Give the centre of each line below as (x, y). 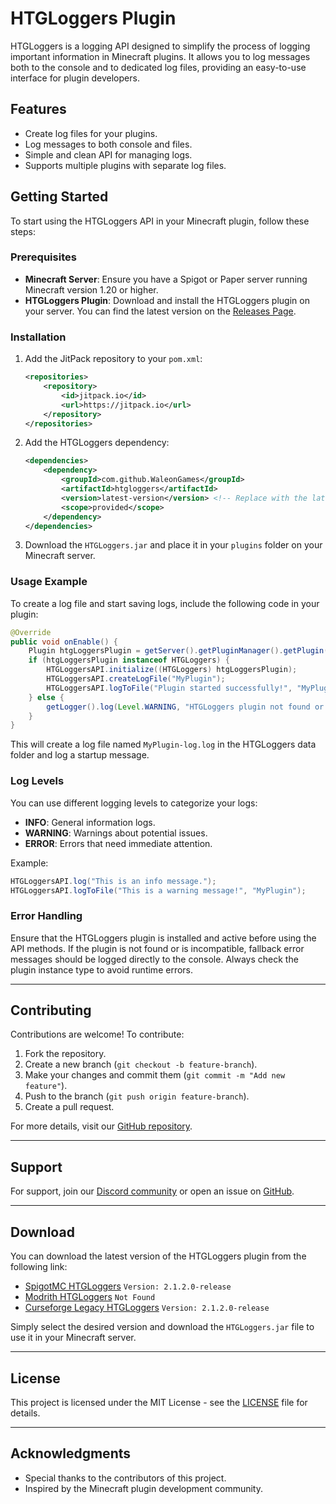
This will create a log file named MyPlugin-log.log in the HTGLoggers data (163, 744)
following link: (39, 1267)
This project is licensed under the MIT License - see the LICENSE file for (159, 1402)
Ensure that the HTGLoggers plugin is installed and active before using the (163, 938)
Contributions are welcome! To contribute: (97, 1034)
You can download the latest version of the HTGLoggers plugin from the (158, 1256)
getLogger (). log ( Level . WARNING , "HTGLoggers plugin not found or (185, 707)
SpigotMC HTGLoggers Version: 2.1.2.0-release (128, 1286)
